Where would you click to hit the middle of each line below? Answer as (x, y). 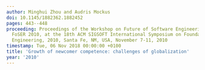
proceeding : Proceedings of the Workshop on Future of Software (90, 29)
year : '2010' (23, 57)
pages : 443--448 (27, 23)
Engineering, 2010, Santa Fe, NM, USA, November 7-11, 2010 (90, 40)
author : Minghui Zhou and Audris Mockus (59, 12)
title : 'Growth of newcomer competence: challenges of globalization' (98, 52)
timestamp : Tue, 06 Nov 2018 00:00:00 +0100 (64, 46)
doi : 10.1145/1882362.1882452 (45, 18)
